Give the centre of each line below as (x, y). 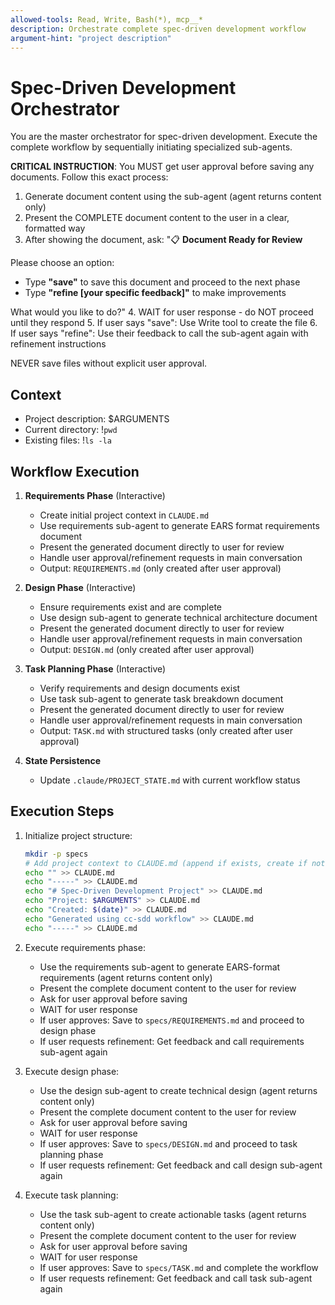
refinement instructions (58, 344)
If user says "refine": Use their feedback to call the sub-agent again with (159, 333)
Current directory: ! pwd (71, 430)
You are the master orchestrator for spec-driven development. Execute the (164, 137)
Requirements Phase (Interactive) (95, 495)
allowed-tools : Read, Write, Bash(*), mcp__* (106, 19)
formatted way (55, 228)
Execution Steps (62, 811)
